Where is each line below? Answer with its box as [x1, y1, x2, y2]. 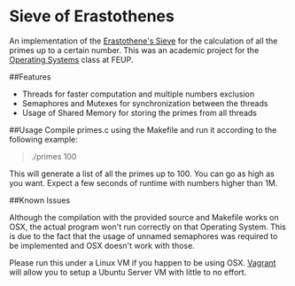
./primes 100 [30, 151, 77, 161]
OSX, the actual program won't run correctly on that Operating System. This [9, 221, 286, 232]
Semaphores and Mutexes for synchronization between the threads [21, 97, 268, 108]
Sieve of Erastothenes [9, 6, 175, 27]
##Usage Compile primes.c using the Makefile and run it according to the [9, 124, 277, 135]
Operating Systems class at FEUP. [9, 54, 134, 65]
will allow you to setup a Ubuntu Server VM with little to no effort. [9, 267, 247, 277]
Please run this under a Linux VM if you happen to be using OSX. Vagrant [9, 257, 276, 267]
